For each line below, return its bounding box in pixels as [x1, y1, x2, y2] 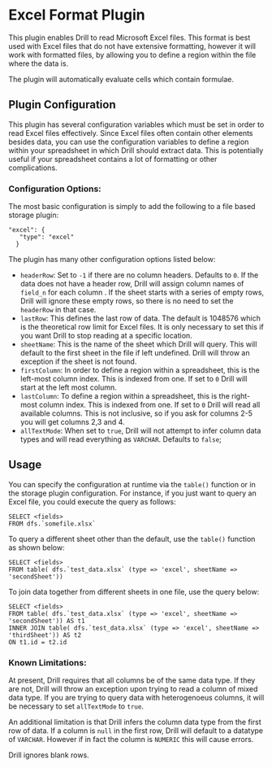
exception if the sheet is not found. [19, 356, 137, 367]
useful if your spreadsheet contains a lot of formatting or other [8, 154, 218, 164]
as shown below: [8, 543, 65, 552]
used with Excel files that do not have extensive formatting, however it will [8, 41, 256, 50]
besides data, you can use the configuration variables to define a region [8, 137, 249, 146]
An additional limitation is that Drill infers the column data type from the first [8, 718, 261, 727]
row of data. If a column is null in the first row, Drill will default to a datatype [8, 726, 264, 735]
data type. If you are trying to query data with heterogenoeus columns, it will [8, 693, 265, 703]
